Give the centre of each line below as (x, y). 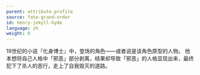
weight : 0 (18, 34)
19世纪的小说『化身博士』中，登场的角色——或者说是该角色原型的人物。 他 (98, 51)
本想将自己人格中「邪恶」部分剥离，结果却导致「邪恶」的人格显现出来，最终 (100, 58)
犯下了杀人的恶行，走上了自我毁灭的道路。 (58, 66)
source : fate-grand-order (38, 17)
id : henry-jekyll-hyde (34, 22)
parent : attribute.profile (40, 12)
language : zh (22, 28)
